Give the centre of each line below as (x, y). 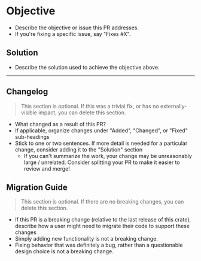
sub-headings (32, 136)
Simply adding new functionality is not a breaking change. (86, 239)
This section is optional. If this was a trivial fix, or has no (90, 106)
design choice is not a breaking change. (64, 251)
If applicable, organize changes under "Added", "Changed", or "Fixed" (101, 130)
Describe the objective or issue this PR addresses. (77, 28)
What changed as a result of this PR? (60, 124)
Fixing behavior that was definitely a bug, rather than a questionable (99, 245)
